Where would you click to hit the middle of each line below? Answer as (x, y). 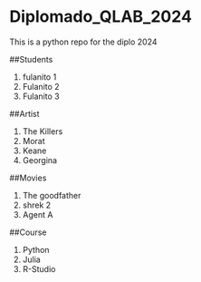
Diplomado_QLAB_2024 (101, 17)
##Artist (24, 113)
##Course (28, 232)
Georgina (39, 160)
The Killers (43, 131)
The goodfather (52, 195)
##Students (31, 59)
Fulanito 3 (41, 96)
